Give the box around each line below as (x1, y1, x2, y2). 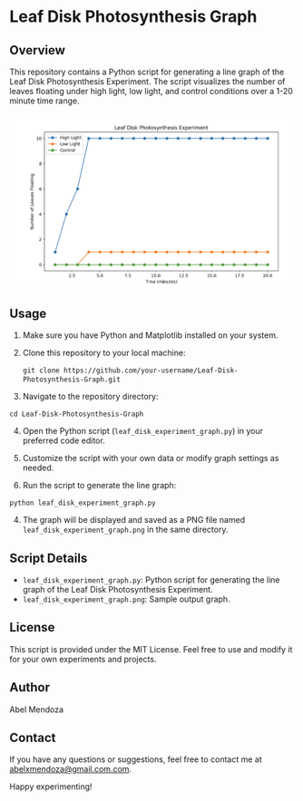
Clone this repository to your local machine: (22, 347, 186, 359)
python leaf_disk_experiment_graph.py (9, 498, 156, 508)
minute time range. (9, 95, 80, 106)
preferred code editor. (22, 435, 106, 446)
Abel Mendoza (9, 704, 64, 715)
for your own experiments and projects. (9, 653, 157, 664)
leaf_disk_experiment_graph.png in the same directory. (22, 524, 229, 536)
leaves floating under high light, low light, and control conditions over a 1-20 (9, 86, 293, 96)
